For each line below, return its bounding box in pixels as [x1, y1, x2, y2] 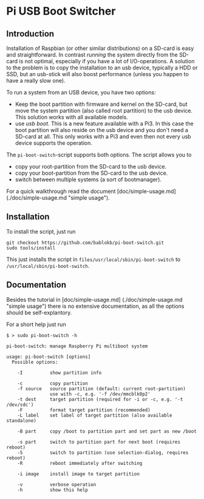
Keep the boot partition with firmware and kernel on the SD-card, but [15, 100, 188, 108]
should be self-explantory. [6, 309, 72, 316]
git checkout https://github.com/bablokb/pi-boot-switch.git [6, 239, 165, 246]
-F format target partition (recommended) [17, 407, 151, 413]
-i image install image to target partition [17, 470, 140, 477]
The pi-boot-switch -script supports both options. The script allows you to [6, 151, 192, 158]
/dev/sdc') [6, 402, 34, 408]
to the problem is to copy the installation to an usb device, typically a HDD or [6, 64, 199, 71]
